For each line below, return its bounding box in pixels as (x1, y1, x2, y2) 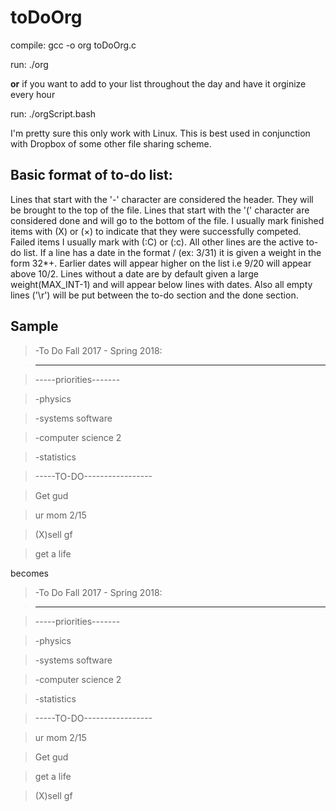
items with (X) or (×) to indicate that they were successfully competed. (10, 225, 302, 237)
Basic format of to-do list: (10, 167, 173, 184)
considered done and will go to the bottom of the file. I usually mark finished (10, 214, 325, 226)
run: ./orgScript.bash (10, 107, 97, 120)
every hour (10, 88, 56, 100)
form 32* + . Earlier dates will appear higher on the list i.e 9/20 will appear (10, 257, 312, 269)
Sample (10, 318, 59, 335)
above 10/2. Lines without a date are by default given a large (10, 267, 259, 280)
